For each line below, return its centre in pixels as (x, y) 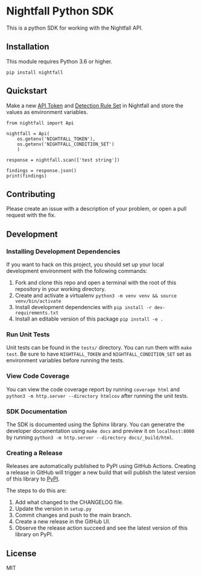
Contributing (31, 194)
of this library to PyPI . (33, 479)
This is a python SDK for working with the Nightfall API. (74, 28)
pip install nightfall (35, 72)
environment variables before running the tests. (65, 360)
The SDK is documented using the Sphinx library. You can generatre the (96, 424)
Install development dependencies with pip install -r (83, 307)
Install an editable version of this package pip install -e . (89, 319)
